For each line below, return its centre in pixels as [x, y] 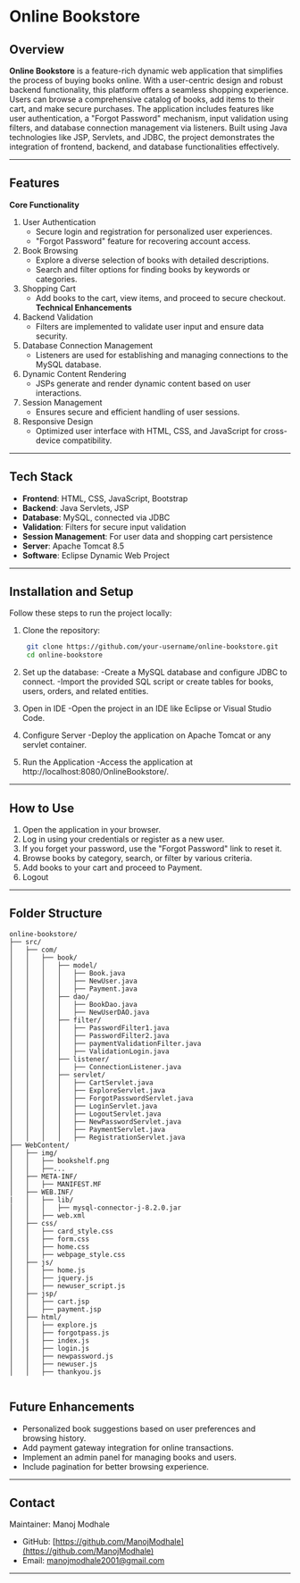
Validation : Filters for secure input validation [104, 527]
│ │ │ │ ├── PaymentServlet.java [87, 1129]
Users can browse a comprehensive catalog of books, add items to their [142, 99]
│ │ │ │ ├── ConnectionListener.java [95, 1067]
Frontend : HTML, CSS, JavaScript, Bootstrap [105, 498]
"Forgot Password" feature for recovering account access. [143, 241]
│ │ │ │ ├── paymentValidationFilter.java [105, 1043]
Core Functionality [45, 205]
